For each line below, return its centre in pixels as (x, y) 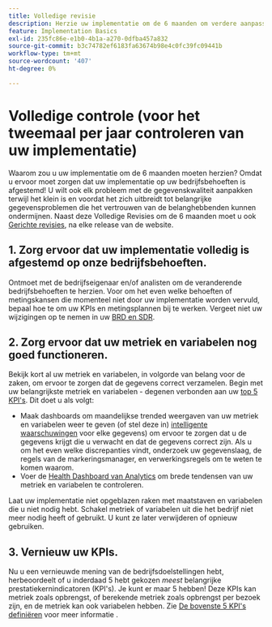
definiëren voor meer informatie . (64, 615)
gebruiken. (26, 526)
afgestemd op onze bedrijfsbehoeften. (108, 263)
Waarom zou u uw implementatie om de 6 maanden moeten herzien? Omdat (135, 173)
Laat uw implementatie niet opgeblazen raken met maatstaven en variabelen (136, 500)
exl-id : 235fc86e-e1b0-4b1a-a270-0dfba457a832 (88, 39)
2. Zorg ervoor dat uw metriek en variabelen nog (133, 342)
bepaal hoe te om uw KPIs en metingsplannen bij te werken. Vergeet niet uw (136, 308)
